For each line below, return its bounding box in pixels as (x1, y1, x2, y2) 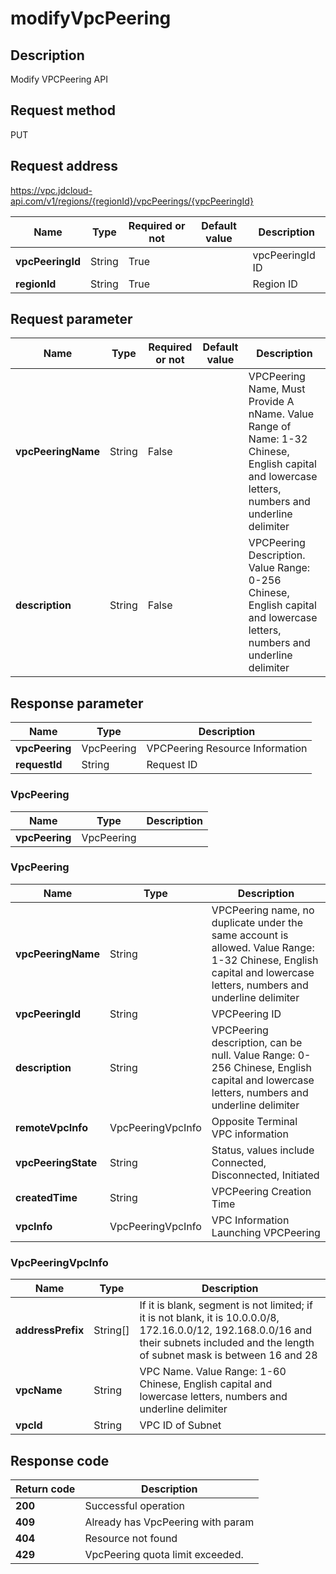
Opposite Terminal (211, 1114, 298, 1128)
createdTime (15, 1190, 78, 1204)
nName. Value (248, 407, 315, 421)
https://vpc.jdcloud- (10, 184, 93, 196)
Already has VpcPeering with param (84, 1515, 255, 1529)
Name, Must (248, 382, 306, 396)
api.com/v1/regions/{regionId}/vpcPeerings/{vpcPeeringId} (10, 195, 254, 207)
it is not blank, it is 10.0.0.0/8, (139, 1311, 280, 1325)
